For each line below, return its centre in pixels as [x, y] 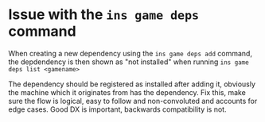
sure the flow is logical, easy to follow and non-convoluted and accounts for [133, 101]
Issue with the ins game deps [104, 15]
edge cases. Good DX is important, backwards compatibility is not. [117, 109]
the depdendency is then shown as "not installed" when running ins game [129, 62]
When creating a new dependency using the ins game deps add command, [131, 53]
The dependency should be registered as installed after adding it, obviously [132, 84]
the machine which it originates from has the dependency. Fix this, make [127, 92]
